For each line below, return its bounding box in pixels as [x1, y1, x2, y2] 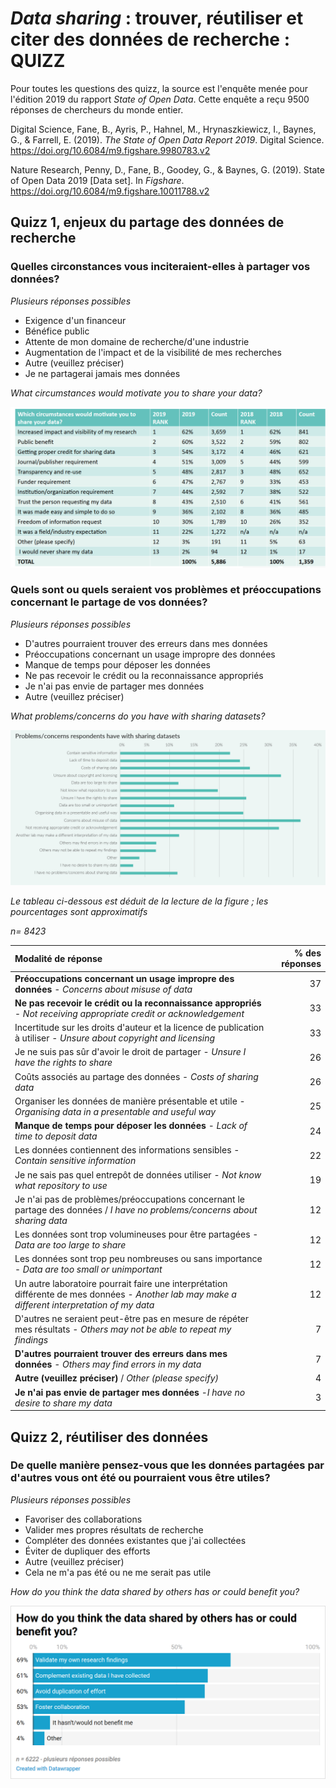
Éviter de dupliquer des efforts [24, 1545, 151, 1557]
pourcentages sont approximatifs [10, 905, 148, 917]
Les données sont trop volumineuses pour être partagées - [14, 1228, 259, 1241]
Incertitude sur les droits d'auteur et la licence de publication [14, 1022, 265, 1034]
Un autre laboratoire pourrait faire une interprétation [14, 1277, 228, 1289]
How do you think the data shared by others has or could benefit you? [10, 1585, 300, 1597]
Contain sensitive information [14, 1155, 137, 1167]
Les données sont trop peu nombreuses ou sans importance [14, 1253, 263, 1265]
